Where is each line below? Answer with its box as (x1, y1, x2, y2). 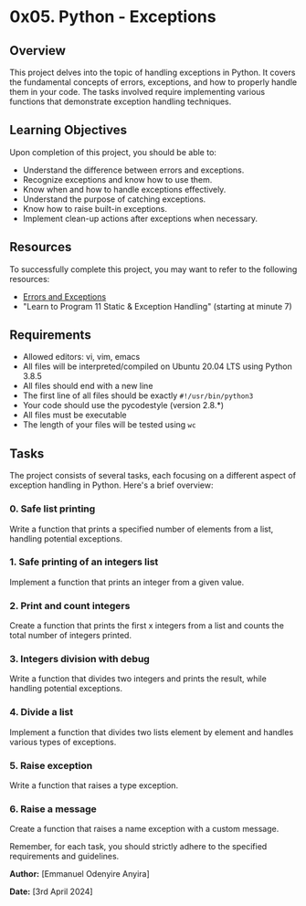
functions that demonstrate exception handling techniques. (9, 96, 232, 107)
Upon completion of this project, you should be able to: (9, 146, 217, 157)
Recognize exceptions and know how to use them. (22, 174, 213, 184)
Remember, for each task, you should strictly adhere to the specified (9, 841, 268, 852)
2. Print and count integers (9, 599, 131, 612)
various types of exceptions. (9, 736, 117, 747)
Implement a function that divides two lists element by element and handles (9, 726, 294, 737)
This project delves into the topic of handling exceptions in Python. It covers (9, 67, 296, 78)
